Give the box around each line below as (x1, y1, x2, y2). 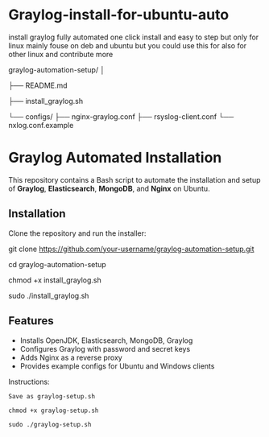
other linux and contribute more (8, 49, 114, 59)
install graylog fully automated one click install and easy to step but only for (8, 32, 259, 42)
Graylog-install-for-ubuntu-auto (8, 6, 230, 24)
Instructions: (8, 377, 50, 386)
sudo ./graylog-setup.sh (8, 420, 92, 428)
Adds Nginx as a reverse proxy (19, 352, 122, 362)
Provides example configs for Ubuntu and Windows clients (19, 361, 215, 371)
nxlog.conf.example (8, 120, 74, 130)
